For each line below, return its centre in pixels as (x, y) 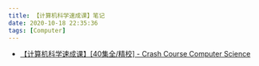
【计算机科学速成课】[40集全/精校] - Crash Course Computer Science (135, 54)
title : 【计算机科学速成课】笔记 (57, 16)
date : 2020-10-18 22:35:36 (53, 23)
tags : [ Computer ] (37, 30)
